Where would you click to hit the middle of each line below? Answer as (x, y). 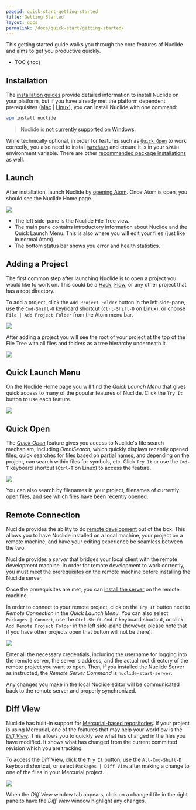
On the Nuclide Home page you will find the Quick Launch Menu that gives (96, 387)
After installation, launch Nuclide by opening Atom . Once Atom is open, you (97, 192)
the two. (16, 548)
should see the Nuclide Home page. (49, 198)
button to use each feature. (39, 399)
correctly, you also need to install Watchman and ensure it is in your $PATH (93, 147)
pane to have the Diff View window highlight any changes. (76, 801)
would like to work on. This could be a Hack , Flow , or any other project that (96, 284)
